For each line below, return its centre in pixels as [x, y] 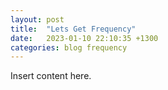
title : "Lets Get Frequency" [73, 29]
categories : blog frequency [69, 47]
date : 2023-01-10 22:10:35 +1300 [84, 38]
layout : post [37, 19]
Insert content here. [51, 76]
